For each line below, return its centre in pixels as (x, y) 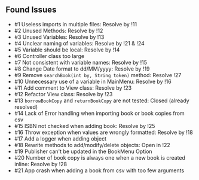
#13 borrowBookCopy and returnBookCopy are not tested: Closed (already (102, 100)
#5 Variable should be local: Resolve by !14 (67, 50)
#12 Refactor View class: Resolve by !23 (63, 94)
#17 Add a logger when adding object (60, 138)
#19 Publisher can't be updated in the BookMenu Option (83, 151)
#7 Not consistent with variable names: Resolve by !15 (81, 62)
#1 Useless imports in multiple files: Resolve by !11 (76, 24)
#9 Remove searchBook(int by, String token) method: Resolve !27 (98, 75)
